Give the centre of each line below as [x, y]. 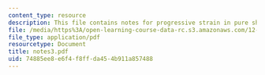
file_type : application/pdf [54, 37]
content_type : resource [47, 15]
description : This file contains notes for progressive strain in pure [128, 23]
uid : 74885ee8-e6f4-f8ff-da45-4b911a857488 [81, 59]
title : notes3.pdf [38, 52]
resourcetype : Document [47, 45]
